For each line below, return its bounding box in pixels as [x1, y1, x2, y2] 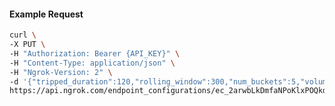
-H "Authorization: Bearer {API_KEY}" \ [9, 48, 181, 59]
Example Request [9, 8, 84, 20]
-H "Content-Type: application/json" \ [9, 58, 176, 68]
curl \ [9, 30, 37, 40]
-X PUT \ [9, 40, 46, 50]
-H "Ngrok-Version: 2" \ [9, 67, 113, 77]
